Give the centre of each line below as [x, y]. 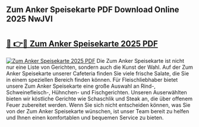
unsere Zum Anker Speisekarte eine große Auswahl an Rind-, [81, 86]
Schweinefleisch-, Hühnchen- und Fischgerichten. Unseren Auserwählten [97, 92]
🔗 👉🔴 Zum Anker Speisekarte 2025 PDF [82, 44]
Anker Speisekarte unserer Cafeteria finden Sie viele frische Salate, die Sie [97, 73]
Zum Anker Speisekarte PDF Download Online [93, 10]
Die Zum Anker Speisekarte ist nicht [140, 61]
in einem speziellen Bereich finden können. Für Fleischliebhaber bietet [92, 80]
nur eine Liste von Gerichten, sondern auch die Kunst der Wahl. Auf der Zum [99, 67]
